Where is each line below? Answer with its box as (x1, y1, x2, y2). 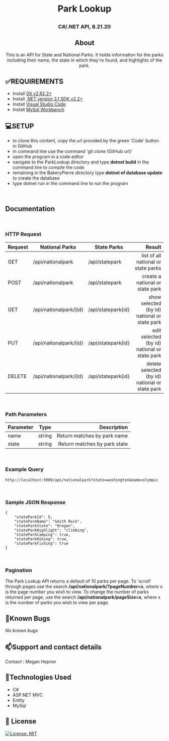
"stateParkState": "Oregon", (14, 524, 75, 529)
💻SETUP (5, 122, 34, 130)
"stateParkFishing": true (14, 541, 69, 546)
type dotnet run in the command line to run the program (12, 181, 128, 187)
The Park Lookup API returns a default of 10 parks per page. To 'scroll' (5, 578, 152, 584)
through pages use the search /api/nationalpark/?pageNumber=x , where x (5, 584, 162, 590)
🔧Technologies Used (5, 673, 71, 682)
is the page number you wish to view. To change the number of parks (5, 589, 149, 595)
